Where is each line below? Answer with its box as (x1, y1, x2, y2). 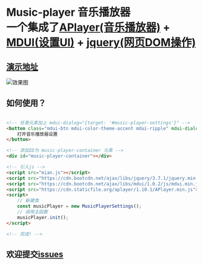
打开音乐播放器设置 (17, 131, 58, 137)
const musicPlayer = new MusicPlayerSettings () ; (17, 203, 142, 209)
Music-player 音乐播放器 (6, 5, 131, 19)
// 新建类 (17, 197, 39, 204)
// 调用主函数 (17, 209, 48, 215)
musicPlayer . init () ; (17, 214, 69, 220)
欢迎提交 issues (6, 249, 63, 260)
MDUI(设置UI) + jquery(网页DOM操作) (6, 36, 196, 49)
